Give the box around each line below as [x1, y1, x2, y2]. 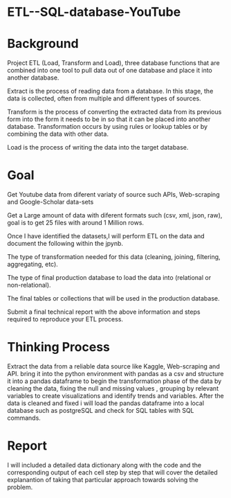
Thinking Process [7, 339, 111, 355]
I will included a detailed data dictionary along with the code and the [7, 461, 202, 469]
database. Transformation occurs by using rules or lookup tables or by [7, 123, 208, 131]
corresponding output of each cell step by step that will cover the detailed [7, 468, 218, 477]
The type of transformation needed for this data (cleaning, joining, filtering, [7, 253, 221, 261]
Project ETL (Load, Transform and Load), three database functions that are [7, 59, 220, 67]
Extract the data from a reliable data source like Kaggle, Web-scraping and [7, 362, 220, 371]
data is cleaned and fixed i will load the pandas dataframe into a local [7, 399, 205, 407]
